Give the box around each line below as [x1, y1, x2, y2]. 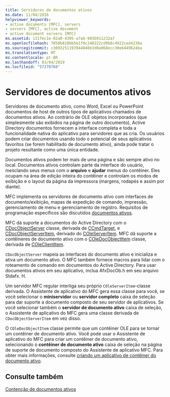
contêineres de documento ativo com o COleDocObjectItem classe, [5, 236, 147, 242]
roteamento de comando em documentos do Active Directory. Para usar [5, 262, 156, 268]
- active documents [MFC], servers [5, 21, 81, 27]
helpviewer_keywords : [5, 17, 51, 22]
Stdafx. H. [5, 273, 26, 279]
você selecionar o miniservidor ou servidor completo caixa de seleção [5, 294, 156, 300]
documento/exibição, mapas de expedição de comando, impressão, [5, 199, 148, 205]
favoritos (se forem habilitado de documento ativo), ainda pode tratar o [5, 141, 154, 147]
